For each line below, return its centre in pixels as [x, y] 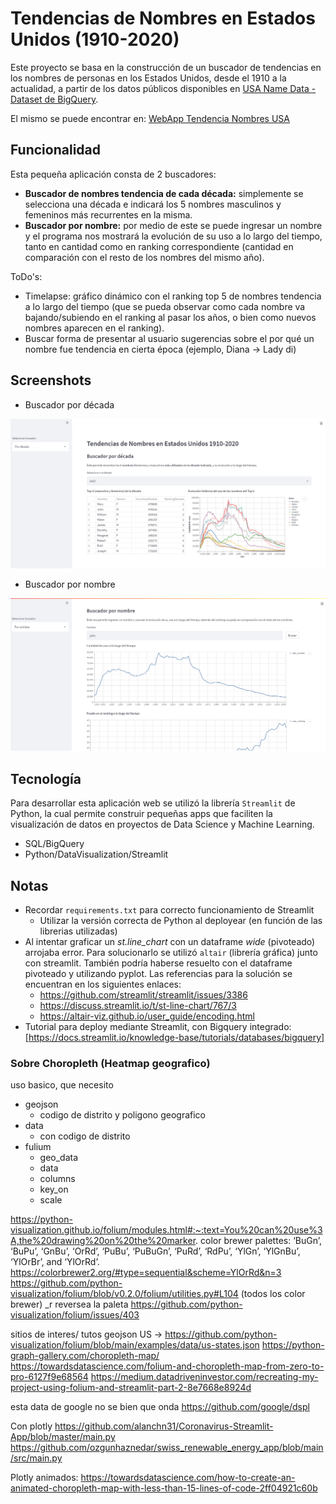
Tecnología [46, 778]
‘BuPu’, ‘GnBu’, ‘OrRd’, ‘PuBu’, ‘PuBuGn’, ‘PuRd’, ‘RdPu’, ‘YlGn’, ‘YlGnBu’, [155, 1251]
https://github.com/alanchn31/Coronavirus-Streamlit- [164, 1426]
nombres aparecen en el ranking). [94, 328]
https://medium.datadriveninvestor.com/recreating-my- [204, 1377]
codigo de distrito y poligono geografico [123, 1115]
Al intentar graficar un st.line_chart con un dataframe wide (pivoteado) [170, 941]
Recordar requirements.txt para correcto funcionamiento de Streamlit [169, 910]
